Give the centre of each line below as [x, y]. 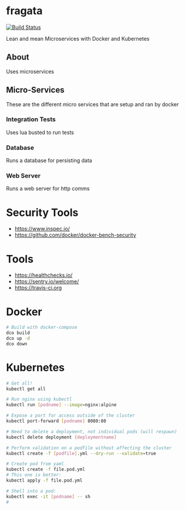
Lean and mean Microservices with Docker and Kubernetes [78, 38]
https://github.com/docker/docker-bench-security [75, 235]
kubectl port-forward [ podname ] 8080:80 [56, 421]
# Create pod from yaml [35, 464]
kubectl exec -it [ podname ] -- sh [48, 496]
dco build [18, 333]
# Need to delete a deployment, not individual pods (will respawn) [92, 431]
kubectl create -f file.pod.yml [46, 470]
